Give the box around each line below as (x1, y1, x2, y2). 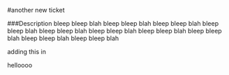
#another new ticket (7, 6, 65, 14)
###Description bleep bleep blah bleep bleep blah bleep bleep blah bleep (7, 19, 219, 27)
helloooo (7, 61, 33, 69)
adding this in (7, 48, 47, 56)
